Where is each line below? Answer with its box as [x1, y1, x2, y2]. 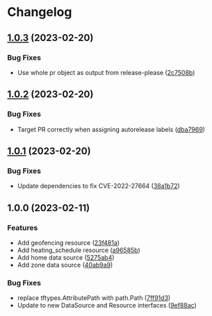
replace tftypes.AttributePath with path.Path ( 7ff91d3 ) [17, 294, 171, 302]
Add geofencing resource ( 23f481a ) [17, 238, 120, 247]
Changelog [7, 4, 72, 20]
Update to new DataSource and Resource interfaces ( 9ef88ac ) [17, 301, 197, 310]
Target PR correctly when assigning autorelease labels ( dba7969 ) [17, 125, 205, 133]
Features [7, 223, 38, 233]
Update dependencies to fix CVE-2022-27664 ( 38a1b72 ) [17, 182, 181, 190]
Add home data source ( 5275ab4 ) [17, 253, 115, 261]
